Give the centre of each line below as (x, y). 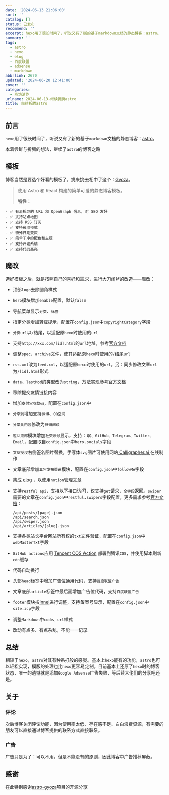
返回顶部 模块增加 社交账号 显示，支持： (50, 435)
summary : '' (18, 38)
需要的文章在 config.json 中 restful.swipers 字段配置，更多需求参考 (81, 497)
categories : (18, 89)
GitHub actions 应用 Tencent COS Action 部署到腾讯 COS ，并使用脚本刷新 (87, 553)
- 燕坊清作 (20, 94)
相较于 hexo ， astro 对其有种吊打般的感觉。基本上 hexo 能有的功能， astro (78, 660)
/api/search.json (31, 517)
